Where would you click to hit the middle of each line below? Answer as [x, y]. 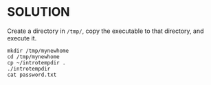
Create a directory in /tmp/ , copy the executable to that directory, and [105, 31]
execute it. [22, 38]
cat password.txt [32, 75]
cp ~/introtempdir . [37, 62]
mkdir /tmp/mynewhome [38, 51]
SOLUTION [38, 12]
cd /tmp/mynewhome [33, 57]
